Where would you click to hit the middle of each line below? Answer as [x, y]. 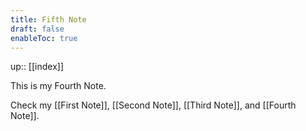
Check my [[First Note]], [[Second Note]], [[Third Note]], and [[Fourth [153, 105]
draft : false [37, 29]
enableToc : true [44, 38]
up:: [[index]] [37, 67]
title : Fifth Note [48, 19]
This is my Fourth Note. [58, 86]
